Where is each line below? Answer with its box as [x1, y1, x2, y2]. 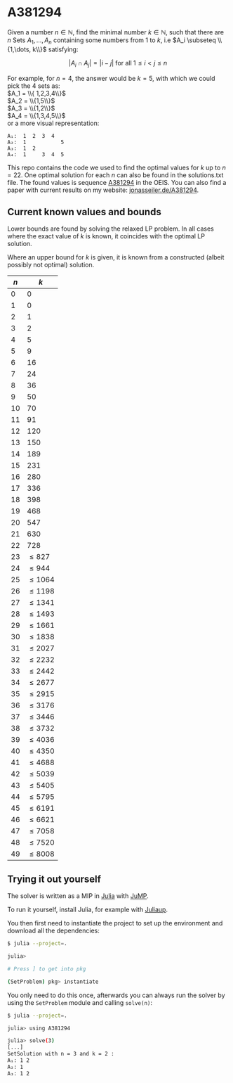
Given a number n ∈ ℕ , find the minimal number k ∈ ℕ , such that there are [7, 27, 225, 36]
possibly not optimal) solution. [7, 261, 95, 269]
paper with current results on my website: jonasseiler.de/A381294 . [7, 186, 199, 194]
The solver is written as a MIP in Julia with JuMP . [7, 892, 149, 900]
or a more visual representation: [7, 119, 100, 127]
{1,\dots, [7, 45, 32, 53]
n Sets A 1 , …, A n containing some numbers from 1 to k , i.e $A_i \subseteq [7, 36, 216, 46]
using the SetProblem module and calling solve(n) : [7, 998, 153, 1006]
